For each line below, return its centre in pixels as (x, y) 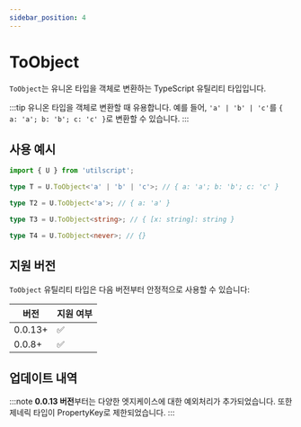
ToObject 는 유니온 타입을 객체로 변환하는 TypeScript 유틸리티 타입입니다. (138, 88)
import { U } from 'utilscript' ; (72, 171)
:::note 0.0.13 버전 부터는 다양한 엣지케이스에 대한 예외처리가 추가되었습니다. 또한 (151, 402)
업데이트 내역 (44, 378)
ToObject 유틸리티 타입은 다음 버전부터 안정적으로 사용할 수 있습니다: (129, 289)
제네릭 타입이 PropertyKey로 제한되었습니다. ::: (92, 413)
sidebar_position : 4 (48, 18)
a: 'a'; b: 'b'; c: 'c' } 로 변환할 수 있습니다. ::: (99, 119)
